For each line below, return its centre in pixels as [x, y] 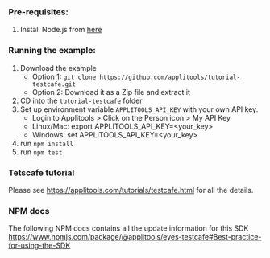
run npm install [47, 143]
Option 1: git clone [64, 76]
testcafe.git [54, 84]
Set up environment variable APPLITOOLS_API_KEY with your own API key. [139, 109]
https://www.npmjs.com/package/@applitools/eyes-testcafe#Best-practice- [135, 237]
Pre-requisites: [38, 12]
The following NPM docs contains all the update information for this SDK [129, 228]
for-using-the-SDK [39, 246]
